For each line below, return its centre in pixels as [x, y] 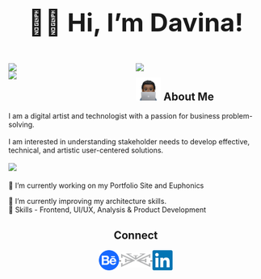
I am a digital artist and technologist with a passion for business [114, 116]
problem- [237, 116]
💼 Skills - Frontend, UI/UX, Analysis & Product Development [107, 210]
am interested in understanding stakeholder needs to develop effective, [131, 142]
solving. [21, 125]
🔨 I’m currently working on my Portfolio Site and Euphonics [106, 185]
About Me [189, 96]
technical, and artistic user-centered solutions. [86, 150]
